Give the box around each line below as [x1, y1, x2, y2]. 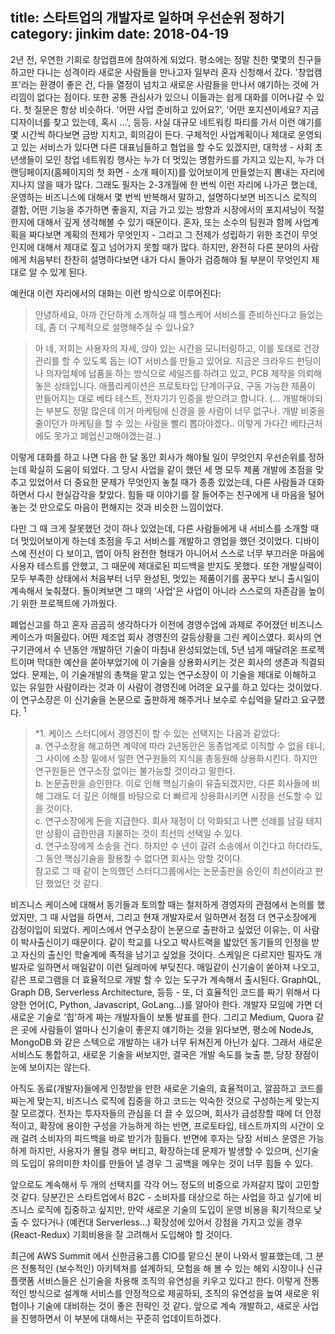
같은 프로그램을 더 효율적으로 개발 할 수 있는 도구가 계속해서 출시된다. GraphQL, [10, 974, 322, 986]
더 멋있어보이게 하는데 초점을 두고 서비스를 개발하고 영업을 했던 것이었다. [10, 534, 293, 547]
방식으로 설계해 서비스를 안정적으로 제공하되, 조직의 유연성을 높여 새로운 [28, 1288, 310, 1300]
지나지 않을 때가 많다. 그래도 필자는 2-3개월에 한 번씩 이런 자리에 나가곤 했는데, [10, 178, 318, 190]
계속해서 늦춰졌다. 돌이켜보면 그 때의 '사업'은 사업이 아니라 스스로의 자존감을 [10, 584, 307, 597]
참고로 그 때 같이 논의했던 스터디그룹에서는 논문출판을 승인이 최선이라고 [34, 865, 313, 877]
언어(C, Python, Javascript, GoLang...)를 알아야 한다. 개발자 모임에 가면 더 [28, 999, 323, 1011]
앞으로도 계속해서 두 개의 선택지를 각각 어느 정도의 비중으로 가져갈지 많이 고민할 [10, 1179, 320, 1191]
